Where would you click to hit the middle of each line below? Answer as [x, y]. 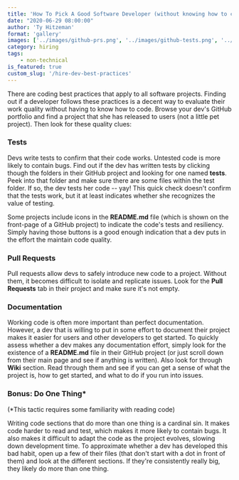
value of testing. [31, 203]
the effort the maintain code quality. [60, 240]
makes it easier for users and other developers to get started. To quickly [113, 338]
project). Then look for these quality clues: [69, 124]
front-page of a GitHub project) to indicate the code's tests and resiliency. [116, 224]
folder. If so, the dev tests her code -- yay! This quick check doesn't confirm [119, 188]
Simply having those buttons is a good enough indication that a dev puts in [117, 232]
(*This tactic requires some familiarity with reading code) [91, 409]
